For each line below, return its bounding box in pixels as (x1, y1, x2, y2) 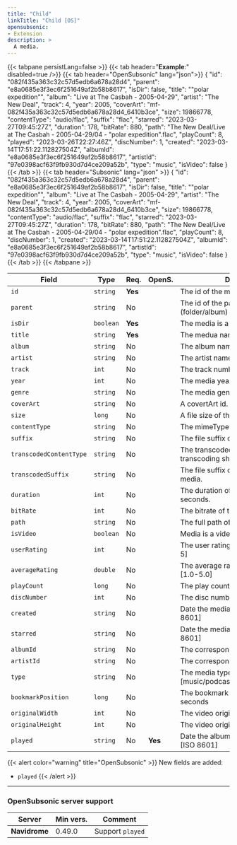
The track (180, 365, 212, 374)
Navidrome (11, 827, 49, 837)
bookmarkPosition (11, 694, 69, 701)
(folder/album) (180, 307, 229, 317)
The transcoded (180, 445, 233, 455)
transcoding (180, 454, 220, 463)
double (93, 566, 116, 573)
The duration (180, 486, 223, 495)
